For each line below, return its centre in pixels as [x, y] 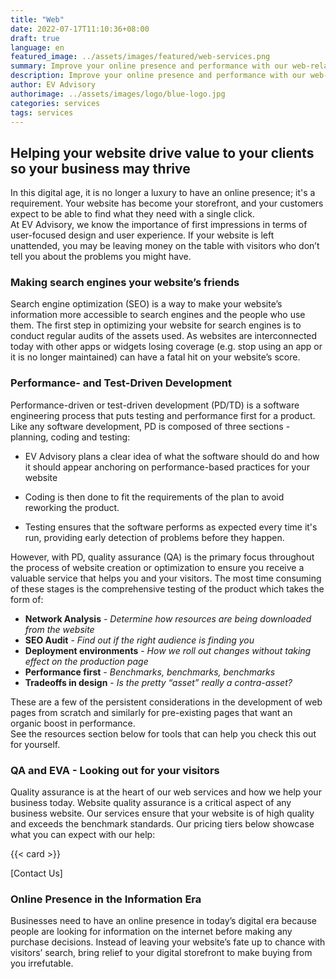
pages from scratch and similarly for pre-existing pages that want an [151, 712]
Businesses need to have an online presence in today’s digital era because [164, 921]
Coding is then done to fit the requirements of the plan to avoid [154, 497]
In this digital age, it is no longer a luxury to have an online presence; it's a [163, 193]
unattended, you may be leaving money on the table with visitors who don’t [165, 246]
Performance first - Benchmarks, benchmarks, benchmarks [150, 672]
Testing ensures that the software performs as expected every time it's [171, 527]
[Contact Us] [36, 873]
